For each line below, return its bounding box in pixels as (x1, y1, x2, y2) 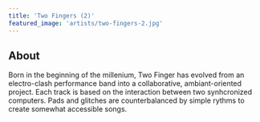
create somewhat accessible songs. (8, 104, 128, 114)
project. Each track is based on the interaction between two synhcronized (8, 87, 253, 97)
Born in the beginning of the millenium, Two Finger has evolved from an (8, 70, 245, 80)
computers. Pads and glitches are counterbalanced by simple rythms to (8, 96, 245, 105)
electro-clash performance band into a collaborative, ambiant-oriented (8, 79, 242, 88)
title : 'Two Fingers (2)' (8, 11, 95, 20)
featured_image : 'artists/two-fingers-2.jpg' (8, 19, 163, 27)
